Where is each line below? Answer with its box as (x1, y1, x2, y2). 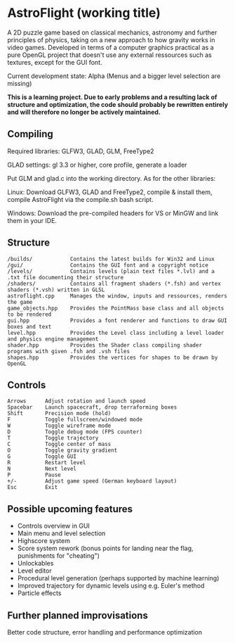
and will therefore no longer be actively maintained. (7, 108, 161, 116)
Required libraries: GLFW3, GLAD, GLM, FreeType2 (7, 146, 154, 155)
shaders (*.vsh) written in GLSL (7, 286, 105, 293)
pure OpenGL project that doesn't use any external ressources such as (7, 51, 212, 59)
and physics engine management (7, 336, 99, 343)
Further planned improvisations (7, 609, 149, 621)
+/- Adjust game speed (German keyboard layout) (7, 478, 177, 485)
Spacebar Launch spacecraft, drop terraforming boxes (7, 404, 177, 411)
